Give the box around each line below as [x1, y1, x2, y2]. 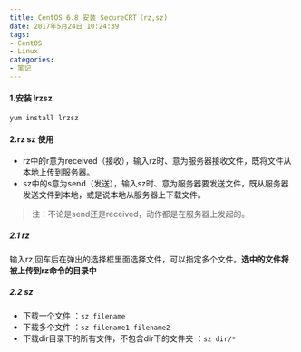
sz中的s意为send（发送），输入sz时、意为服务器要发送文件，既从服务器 [22, 178, 289, 189]
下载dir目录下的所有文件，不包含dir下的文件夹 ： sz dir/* [22, 333, 237, 344]
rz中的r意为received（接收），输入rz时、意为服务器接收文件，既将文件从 [22, 156, 292, 166]
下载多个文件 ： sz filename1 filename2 [22, 322, 170, 333]
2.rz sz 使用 [9, 133, 54, 145]
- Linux [9, 47, 39, 56]
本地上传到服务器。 [22, 166, 95, 177]
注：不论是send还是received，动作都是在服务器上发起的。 [31, 209, 250, 220]
